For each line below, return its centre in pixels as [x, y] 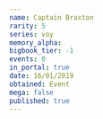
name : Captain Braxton [51, 17]
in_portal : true [39, 68]
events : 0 [28, 59]
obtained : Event [39, 84]
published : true [39, 101]
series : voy [31, 34]
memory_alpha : [36, 42]
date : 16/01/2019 [42, 76]
